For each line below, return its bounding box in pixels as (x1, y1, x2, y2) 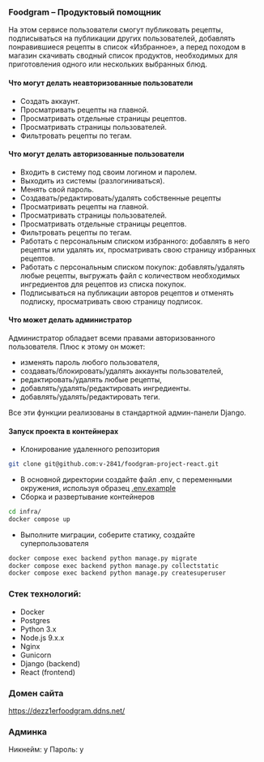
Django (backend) (19, 658, 81, 668)
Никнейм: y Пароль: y (8, 745, 84, 755)
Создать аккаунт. (19, 96, 80, 105)
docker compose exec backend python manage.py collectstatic (8, 562, 219, 570)
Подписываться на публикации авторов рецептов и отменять (19, 287, 234, 298)
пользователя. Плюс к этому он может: (8, 342, 146, 351)
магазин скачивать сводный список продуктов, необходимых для (8, 51, 238, 61)
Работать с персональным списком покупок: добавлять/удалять (19, 262, 245, 272)
